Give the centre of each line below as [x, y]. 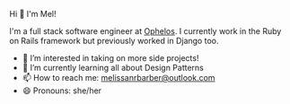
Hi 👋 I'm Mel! [33, 14]
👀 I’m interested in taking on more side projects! [110, 58]
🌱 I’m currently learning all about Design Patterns [113, 68]
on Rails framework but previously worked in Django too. [114, 41]
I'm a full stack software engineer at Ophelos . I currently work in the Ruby [145, 31]
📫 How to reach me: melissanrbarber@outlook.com [119, 78]
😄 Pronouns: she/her [62, 91]
